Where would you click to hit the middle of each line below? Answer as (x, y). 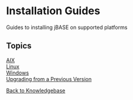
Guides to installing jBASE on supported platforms (67, 27)
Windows (18, 73)
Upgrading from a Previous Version (49, 79)
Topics (19, 46)
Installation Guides (53, 11)
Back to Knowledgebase (36, 91)
